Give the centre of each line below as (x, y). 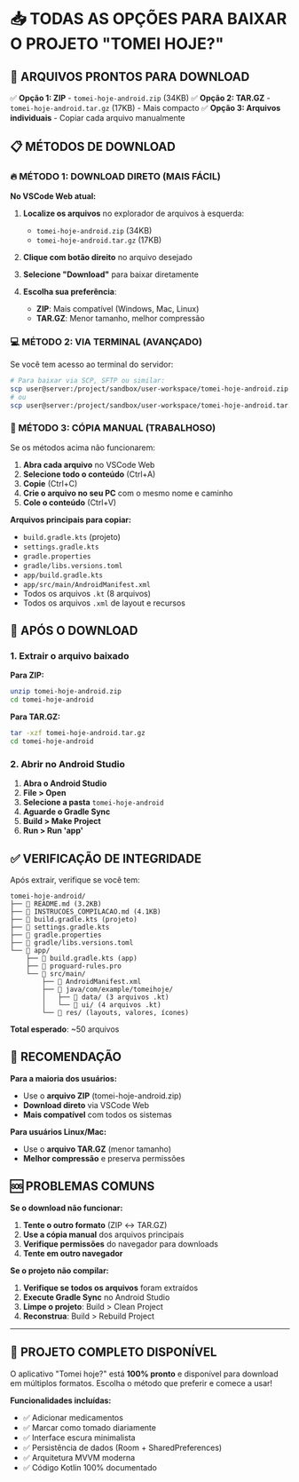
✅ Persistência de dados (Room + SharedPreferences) (122, 1447)
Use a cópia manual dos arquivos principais (103, 1234)
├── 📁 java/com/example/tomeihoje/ (108, 990)
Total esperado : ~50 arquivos (65, 1029)
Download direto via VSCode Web (86, 1105)
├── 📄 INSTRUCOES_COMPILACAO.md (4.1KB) (86, 912)
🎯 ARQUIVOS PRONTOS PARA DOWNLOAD (130, 77)
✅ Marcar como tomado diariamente (89, 1427)
